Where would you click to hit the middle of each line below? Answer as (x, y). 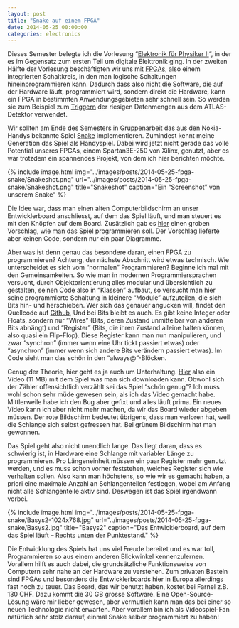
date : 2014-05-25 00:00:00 (47, 27)
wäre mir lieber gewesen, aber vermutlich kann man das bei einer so (131, 602)
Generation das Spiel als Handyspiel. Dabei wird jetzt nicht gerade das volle (118, 144)
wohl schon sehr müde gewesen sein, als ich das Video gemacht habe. (111, 394)
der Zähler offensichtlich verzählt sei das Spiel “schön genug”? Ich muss (114, 387)
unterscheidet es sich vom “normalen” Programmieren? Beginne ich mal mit (118, 268)
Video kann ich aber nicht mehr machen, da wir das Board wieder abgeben (117, 410)
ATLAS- (215, 107)
